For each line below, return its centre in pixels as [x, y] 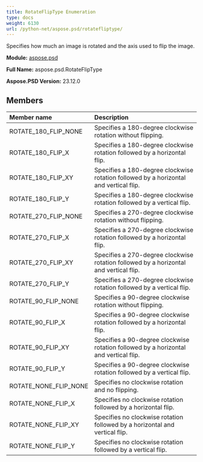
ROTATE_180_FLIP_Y [39, 199]
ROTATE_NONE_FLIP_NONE [49, 386]
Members [25, 100]
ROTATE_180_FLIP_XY [41, 178]
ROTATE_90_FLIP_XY [39, 347]
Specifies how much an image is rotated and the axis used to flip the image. [101, 46]
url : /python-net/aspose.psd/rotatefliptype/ [64, 29]
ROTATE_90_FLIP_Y [37, 369]
